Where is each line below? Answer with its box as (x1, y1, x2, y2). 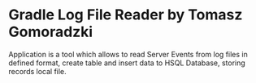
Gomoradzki (8, 23, 93, 41)
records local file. (8, 66, 67, 76)
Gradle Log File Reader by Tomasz (8, 6, 243, 24)
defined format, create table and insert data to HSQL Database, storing (8, 58, 245, 68)
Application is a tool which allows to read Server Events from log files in (8, 49, 248, 59)
